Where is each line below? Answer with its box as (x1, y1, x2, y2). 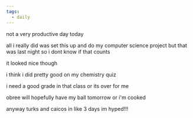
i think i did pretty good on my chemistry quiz (6, 71, 116, 78)
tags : (6, 8, 19, 15)
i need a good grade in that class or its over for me (6, 82, 129, 89)
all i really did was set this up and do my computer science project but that (6, 42, 188, 49)
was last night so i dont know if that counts (6, 48, 110, 55)
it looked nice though (6, 60, 58, 67)
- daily (11, 14, 31, 20)
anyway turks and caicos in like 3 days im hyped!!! (6, 105, 129, 112)
